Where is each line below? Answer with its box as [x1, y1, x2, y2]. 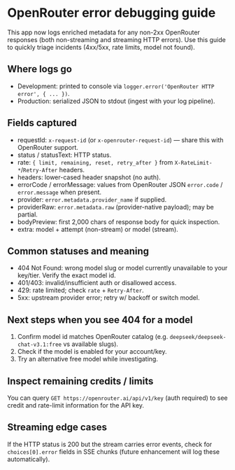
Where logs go [7, 63, 72, 75]
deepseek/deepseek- [169, 334, 227, 341]
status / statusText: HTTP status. [17, 151, 112, 159]
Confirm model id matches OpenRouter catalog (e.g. [17, 333, 169, 341]
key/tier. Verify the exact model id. [17, 271, 117, 279]
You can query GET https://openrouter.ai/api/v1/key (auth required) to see [7, 394, 229, 402]
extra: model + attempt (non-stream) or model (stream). [17, 225, 178, 233]
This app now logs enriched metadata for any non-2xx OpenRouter [7, 28, 201, 36]
